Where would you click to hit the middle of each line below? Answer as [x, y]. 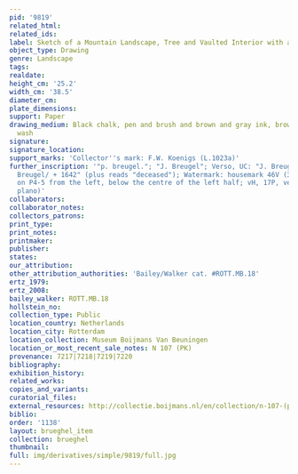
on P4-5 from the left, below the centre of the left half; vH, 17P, [148, 183]
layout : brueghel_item [51, 431]
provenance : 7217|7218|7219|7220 [71, 357]
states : [24, 257]
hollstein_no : [35, 307]
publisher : [29, 249]
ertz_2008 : [29, 290]
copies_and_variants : [49, 390]
